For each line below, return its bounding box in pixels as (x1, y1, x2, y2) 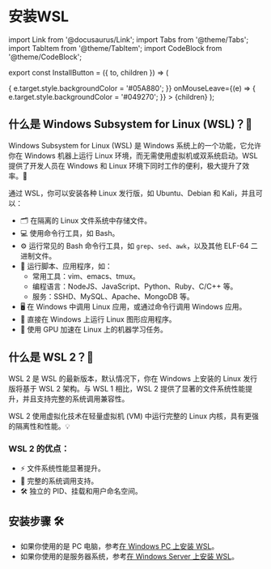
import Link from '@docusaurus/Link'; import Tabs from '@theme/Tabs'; (8, 34, 249, 45)
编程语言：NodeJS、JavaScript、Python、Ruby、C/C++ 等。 (32, 281, 238, 291)
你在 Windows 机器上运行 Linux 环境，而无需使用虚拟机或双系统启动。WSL (8, 151, 258, 160)
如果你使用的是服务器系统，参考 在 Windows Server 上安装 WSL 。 (19, 551, 239, 561)
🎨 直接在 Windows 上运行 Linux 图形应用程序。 (19, 314, 176, 324)
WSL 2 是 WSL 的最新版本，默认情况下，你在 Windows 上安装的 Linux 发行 (8, 374, 257, 383)
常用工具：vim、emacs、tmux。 (32, 271, 140, 280)
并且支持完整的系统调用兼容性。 (22, 394, 129, 404)
